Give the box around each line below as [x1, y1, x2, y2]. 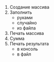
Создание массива [9, 4, 50, 10]
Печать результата [9, 41, 49, 46]
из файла [17, 25, 36, 31]
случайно [17, 20, 37, 26]
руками [17, 15, 33, 20]
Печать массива [9, 31, 44, 36]
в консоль [17, 46, 38, 52]
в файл [17, 51, 32, 57]
